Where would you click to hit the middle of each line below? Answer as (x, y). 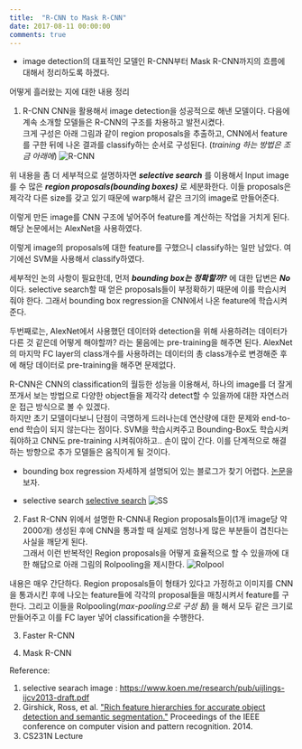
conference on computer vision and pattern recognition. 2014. (137, 726)
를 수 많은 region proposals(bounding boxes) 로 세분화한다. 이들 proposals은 (150, 187)
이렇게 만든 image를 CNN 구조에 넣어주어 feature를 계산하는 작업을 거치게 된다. (150, 217)
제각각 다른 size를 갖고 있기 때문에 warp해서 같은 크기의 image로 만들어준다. (144, 198)
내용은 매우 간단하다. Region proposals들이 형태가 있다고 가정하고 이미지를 (142, 584)
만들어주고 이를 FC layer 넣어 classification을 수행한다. (107, 618)
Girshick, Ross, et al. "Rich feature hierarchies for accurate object (144, 707)
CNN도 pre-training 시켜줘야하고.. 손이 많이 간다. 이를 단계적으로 (155, 441)
